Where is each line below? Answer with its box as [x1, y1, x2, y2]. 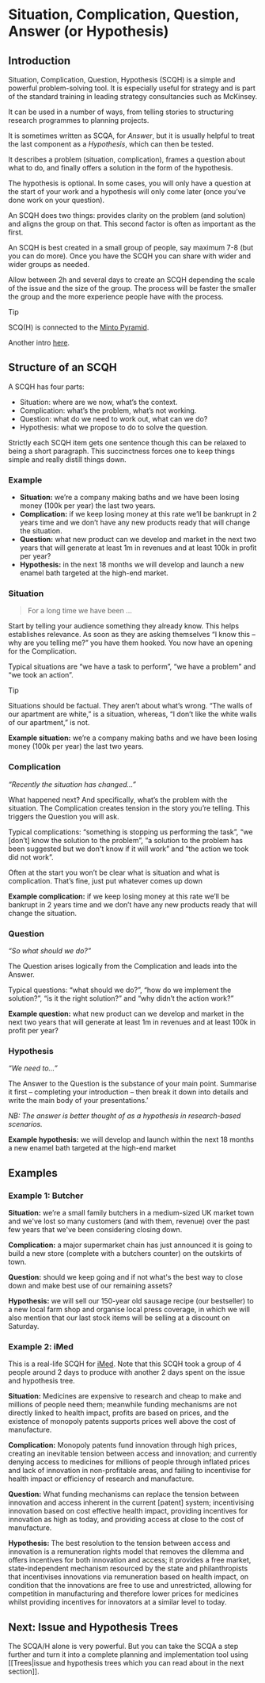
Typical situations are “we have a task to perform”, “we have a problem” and [8, 662, 256, 671]
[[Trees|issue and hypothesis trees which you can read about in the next [8, 1658, 244, 1668]
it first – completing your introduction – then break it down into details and [8, 1087, 249, 1097]
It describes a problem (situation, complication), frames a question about [8, 155, 246, 164]
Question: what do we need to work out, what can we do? [19, 414, 208, 423]
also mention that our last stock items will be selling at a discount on [8, 1313, 231, 1322]
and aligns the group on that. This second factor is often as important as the [8, 219, 256, 228]
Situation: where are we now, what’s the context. [19, 397, 178, 406]
